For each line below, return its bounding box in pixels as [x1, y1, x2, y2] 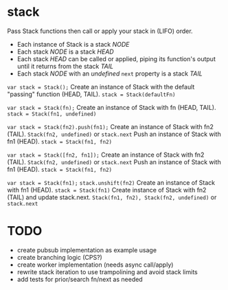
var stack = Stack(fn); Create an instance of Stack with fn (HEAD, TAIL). [7, 103, 216, 111]
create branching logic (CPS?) [16, 253, 103, 261]
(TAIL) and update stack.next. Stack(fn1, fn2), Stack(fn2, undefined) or [7, 193, 217, 201]
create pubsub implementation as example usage [16, 245, 157, 254]
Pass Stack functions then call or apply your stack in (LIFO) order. [7, 27, 194, 35]
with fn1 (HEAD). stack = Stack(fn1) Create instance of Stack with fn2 [7, 186, 207, 194]
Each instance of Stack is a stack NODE [16, 40, 130, 48]
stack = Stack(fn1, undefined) [7, 111, 97, 118]
